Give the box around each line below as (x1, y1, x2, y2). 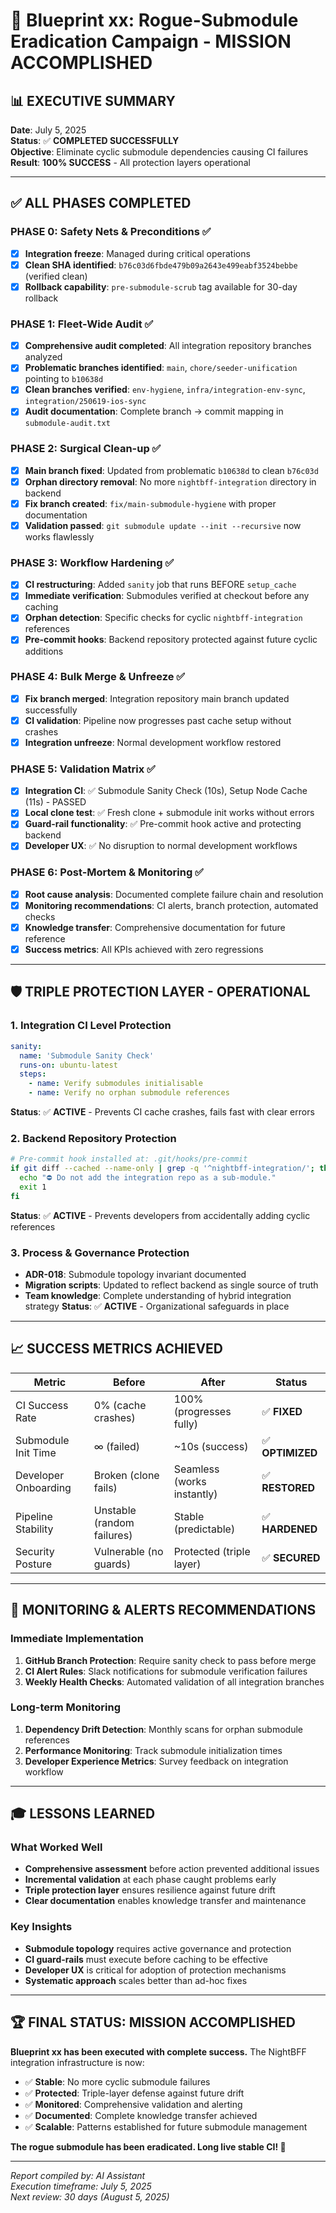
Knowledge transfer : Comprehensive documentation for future (24, 921, 286, 933)
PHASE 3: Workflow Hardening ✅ (10, 555, 175, 569)
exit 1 (19, 1182, 47, 1192)
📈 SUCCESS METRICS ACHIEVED (10, 1340, 224, 1358)
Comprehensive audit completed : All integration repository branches (24, 340, 312, 352)
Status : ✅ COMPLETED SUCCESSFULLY (10, 135, 180, 146)
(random (93, 1515, 135, 1529)
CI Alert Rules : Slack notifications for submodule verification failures (24, 1665, 308, 1677)
